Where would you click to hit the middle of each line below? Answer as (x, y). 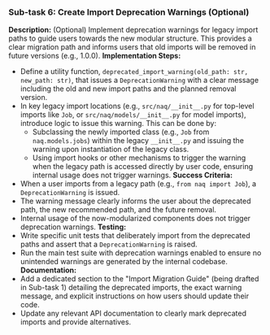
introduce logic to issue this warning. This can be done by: (118, 124)
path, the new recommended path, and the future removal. (118, 210)
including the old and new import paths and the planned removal (128, 89)
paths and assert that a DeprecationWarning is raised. (109, 244)
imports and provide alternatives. (76, 322)
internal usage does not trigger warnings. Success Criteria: (133, 175)
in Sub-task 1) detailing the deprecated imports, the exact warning (131, 288)
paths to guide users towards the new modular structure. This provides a (130, 38)
